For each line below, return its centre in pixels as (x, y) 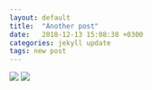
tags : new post (38, 51)
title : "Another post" (54, 26)
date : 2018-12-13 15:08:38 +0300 (76, 34)
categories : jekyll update (60, 43)
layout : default (40, 18)
